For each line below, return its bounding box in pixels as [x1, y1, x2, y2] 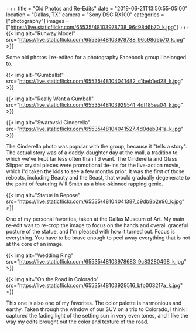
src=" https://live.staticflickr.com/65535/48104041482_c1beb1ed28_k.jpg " [6, 77, 183, 85]
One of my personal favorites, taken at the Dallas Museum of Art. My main [6, 215, 185, 222]
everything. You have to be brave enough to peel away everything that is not [6, 234, 190, 241]
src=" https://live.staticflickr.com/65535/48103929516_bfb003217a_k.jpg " [6, 282, 183, 289]
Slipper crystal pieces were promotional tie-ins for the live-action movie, [6, 161, 180, 168]
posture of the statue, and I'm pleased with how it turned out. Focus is [6, 228, 176, 235]
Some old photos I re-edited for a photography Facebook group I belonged [6, 54, 186, 60]
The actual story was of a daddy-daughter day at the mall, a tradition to [6, 149, 178, 156]
